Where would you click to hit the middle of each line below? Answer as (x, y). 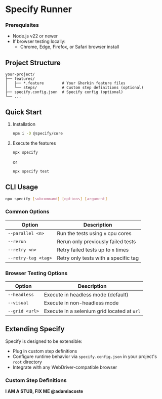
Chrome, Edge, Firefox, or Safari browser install (70, 47)
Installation (24, 124)
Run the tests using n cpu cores (94, 233)
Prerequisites (22, 25)
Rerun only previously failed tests (96, 241)
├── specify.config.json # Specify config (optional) (64, 92)
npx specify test (31, 171)
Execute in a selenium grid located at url (92, 311)
